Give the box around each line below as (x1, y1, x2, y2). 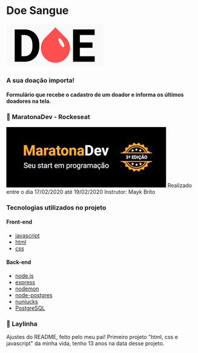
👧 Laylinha (6, 320, 38, 328)
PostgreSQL (15, 304, 45, 312)
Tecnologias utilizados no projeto (6, 203, 107, 211)
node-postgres (15, 292, 53, 299)
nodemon (15, 285, 39, 292)
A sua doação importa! (6, 76, 74, 84)
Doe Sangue (6, 4, 69, 18)
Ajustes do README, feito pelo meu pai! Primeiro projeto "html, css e (6, 334, 179, 341)
